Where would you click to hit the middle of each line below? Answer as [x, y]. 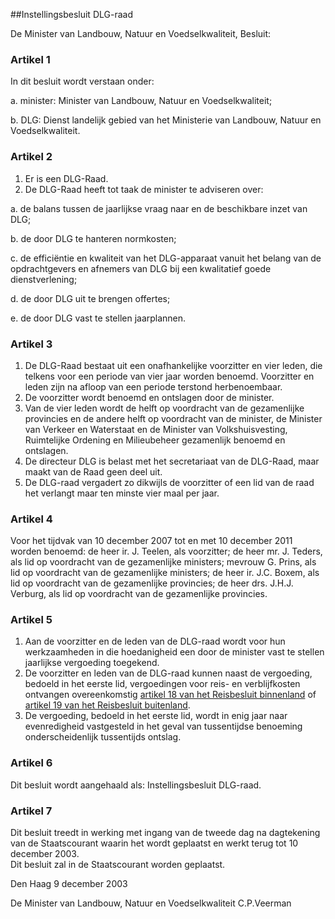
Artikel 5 [31, 620]
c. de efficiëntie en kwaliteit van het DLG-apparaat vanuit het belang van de [166, 258]
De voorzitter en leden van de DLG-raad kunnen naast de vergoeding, [168, 673]
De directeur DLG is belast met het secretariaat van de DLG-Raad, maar [172, 461]
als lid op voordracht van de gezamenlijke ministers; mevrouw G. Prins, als [163, 562]
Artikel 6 [31, 763]
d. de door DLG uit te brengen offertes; [90, 298]
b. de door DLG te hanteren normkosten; [93, 238]
